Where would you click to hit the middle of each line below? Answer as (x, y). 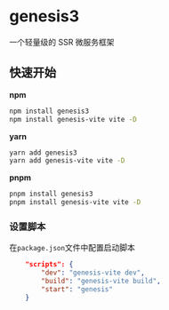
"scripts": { (49, 265)
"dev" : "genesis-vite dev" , (93, 273)
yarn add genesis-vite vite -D (67, 161)
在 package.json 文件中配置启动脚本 (72, 248)
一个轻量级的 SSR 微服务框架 (62, 42)
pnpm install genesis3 (51, 194)
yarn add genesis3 (43, 153)
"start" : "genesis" (77, 289)
